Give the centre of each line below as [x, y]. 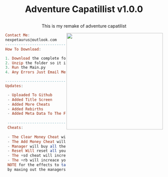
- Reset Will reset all [32, 151]
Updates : [14, 86]
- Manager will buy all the [36, 146]
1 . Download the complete [32, 58]
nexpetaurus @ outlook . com [31, 40]
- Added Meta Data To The [34, 114]
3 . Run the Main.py [25, 68]
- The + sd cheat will [30, 156]
